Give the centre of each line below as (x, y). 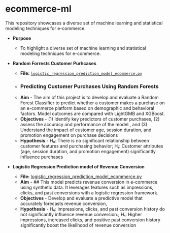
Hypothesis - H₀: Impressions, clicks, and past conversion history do (92, 209)
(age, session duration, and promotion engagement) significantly (88, 152)
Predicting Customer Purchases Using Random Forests (89, 86)
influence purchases (42, 157)
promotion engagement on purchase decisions (69, 135)
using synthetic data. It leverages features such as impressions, (87, 187)
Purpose (22, 38)
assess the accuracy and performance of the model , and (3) (84, 125)
